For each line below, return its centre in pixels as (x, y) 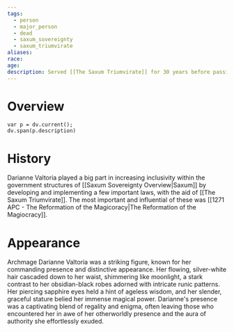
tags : (15, 14)
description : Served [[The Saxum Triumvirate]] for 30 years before (109, 72)
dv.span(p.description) (42, 131)
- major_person (36, 26)
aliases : (20, 53)
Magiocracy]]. (27, 215)
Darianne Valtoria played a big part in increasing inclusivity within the (106, 177)
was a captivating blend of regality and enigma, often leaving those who (111, 306)
